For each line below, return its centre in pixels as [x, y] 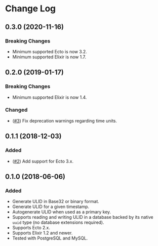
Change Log [30, 9]
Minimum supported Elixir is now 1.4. [50, 97]
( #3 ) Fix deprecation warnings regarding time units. [65, 121]
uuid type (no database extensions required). [58, 222]
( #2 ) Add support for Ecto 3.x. [43, 161]
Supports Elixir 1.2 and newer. [42, 233]
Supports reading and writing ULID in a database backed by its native [83, 217]
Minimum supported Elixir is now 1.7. [49, 57]
